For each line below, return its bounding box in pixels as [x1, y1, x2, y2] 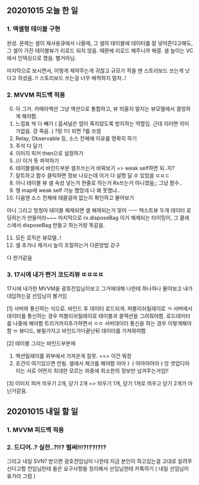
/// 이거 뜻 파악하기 [15, 157, 59, 164]
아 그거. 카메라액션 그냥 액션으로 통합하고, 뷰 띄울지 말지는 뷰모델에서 [15, 105, 175, 112]
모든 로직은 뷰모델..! [15, 234, 62, 241]
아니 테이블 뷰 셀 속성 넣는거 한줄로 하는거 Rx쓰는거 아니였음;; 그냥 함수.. [15, 179, 182, 186]
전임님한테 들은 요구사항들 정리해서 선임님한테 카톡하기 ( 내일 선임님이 [27, 465, 189, 472]
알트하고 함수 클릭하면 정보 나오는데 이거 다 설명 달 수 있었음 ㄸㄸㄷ [15, 171, 171, 179]
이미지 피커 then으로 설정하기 [15, 149, 84, 157]
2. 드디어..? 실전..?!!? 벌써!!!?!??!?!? [7, 443, 107, 451]
